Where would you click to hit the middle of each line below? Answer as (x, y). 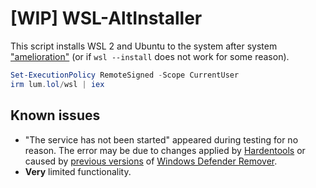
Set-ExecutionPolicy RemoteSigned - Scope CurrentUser (125, 75)
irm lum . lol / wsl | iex (57, 84)
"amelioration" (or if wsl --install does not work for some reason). (150, 56)
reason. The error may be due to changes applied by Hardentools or (165, 150)
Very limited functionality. (78, 171)
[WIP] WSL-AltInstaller (106, 18)
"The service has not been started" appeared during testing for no (161, 139)
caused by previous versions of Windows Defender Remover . (151, 161)
